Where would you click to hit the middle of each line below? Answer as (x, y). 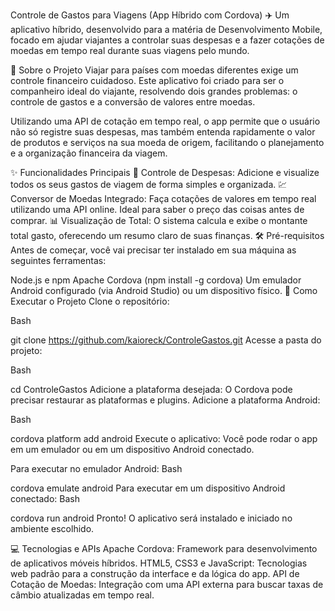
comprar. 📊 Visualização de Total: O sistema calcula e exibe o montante (159, 220)
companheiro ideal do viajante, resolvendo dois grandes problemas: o (154, 91)
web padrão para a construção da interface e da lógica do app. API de (155, 573)
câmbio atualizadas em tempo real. (82, 595)
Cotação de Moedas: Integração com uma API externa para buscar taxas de (167, 584)
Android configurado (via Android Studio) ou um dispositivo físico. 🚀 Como (164, 290)
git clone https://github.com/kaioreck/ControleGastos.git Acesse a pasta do (166, 340)
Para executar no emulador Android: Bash (96, 468)
